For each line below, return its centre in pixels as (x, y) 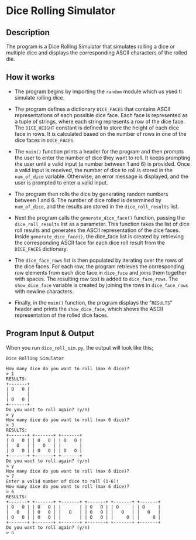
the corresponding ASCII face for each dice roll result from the (90, 242)
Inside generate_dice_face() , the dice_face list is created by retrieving (99, 236)
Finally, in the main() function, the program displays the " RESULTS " (93, 302)
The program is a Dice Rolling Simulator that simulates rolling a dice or (91, 46)
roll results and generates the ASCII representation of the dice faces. (97, 230)
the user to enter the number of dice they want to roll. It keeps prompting (102, 158)
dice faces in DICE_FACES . (44, 140)
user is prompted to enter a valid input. (61, 182)
